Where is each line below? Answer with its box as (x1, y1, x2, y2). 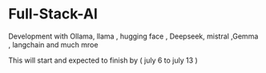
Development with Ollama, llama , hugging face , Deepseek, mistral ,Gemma (8, 31, 259, 41)
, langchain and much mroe (8, 39, 99, 49)
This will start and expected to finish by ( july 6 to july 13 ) (8, 55, 198, 65)
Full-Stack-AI (8, 5, 99, 23)
